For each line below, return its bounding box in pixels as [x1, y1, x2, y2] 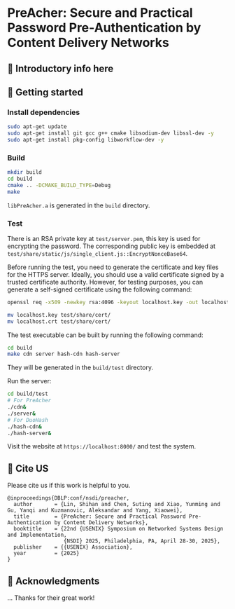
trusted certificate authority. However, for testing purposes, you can [7, 278, 204, 286]
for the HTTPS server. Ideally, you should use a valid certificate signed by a [7, 270, 225, 278]
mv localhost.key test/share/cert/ [7, 311, 111, 318]
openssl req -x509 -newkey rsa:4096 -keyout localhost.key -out [7, 299, 199, 306]
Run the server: [7, 377, 52, 385]
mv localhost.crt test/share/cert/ [7, 317, 111, 325]
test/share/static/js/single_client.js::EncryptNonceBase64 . [7, 249, 188, 257]
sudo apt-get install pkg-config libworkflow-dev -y [7, 137, 164, 144]
